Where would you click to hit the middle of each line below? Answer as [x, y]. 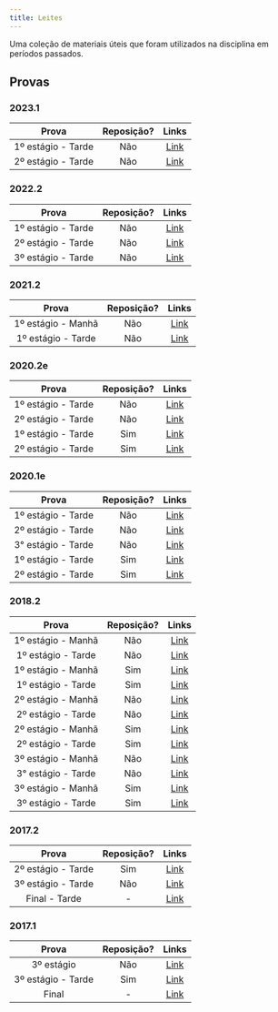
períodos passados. [46, 53]
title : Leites [36, 18]
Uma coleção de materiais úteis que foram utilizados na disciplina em [139, 44]
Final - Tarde [54, 899]
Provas [30, 82]
